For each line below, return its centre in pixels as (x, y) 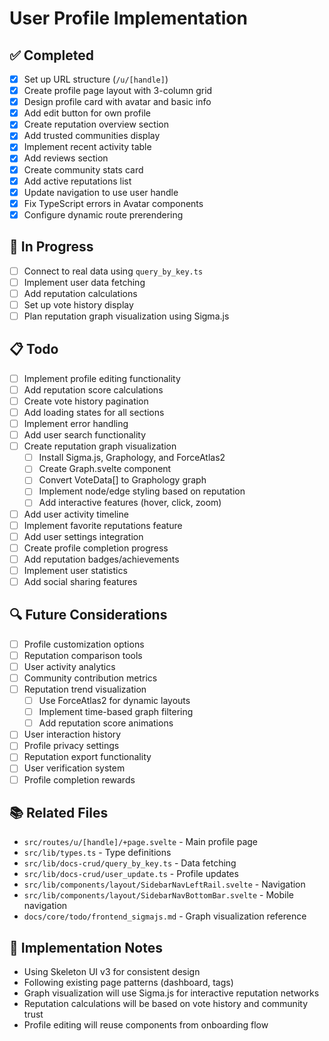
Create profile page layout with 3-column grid (118, 91)
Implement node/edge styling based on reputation (142, 491)
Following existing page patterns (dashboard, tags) (128, 983)
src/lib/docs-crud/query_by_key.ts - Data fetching (130, 863)
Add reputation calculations (80, 293)
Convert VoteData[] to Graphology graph (122, 480)
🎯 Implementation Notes (86, 947)
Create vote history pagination (86, 401)
